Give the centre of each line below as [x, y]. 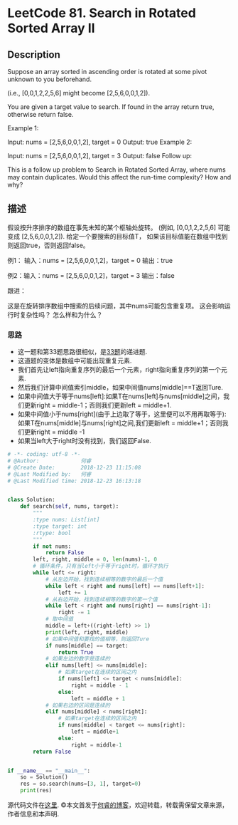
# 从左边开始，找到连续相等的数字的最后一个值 [104, 579]
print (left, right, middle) [87, 632]
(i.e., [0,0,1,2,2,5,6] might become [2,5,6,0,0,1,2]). [79, 93]
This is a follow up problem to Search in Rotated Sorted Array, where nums [117, 170]
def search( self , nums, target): [70, 507]
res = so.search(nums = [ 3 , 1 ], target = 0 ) [81, 784]
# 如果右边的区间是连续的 [78, 705]
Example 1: [23, 128]
